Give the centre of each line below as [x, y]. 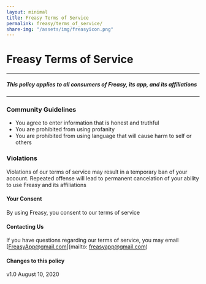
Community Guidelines [41, 110]
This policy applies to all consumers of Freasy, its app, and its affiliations [102, 84]
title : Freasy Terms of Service [48, 18]
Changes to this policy [36, 261]
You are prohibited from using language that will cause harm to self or [103, 136]
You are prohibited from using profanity [65, 129]
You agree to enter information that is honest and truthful [87, 123]
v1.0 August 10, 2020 [33, 274]
